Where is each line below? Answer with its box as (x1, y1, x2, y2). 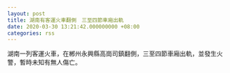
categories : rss (7, 29, 55, 37)
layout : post (7, 10, 46, 17)
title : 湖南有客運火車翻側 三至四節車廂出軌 (7, 17, 124, 24)
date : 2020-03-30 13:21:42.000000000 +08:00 (7, 23, 140, 30)
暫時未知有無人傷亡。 (19, 58, 82, 67)
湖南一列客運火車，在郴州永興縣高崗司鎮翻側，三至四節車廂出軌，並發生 (7, 49, 217, 58)
